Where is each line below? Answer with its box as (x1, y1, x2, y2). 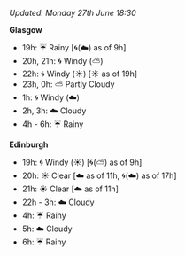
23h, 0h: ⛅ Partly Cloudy (21, 79, 115, 89)
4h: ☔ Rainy (21, 210, 66, 221)
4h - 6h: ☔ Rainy (21, 119, 84, 129)
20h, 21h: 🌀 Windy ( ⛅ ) (21, 56, 104, 66)
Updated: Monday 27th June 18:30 (9, 8, 137, 18)
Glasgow (9, 25, 42, 35)
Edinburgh (9, 139, 49, 150)
